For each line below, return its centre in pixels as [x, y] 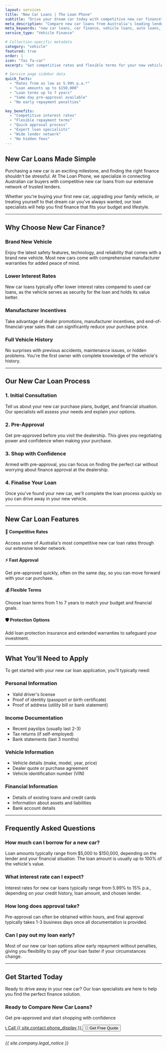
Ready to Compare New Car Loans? [49, 1007]
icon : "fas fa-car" [25, 60]
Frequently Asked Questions [50, 828]
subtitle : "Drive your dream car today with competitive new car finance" [84, 19]
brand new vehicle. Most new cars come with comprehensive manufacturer [83, 258]
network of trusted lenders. [33, 187]
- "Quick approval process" [39, 125]
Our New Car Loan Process [48, 381]
